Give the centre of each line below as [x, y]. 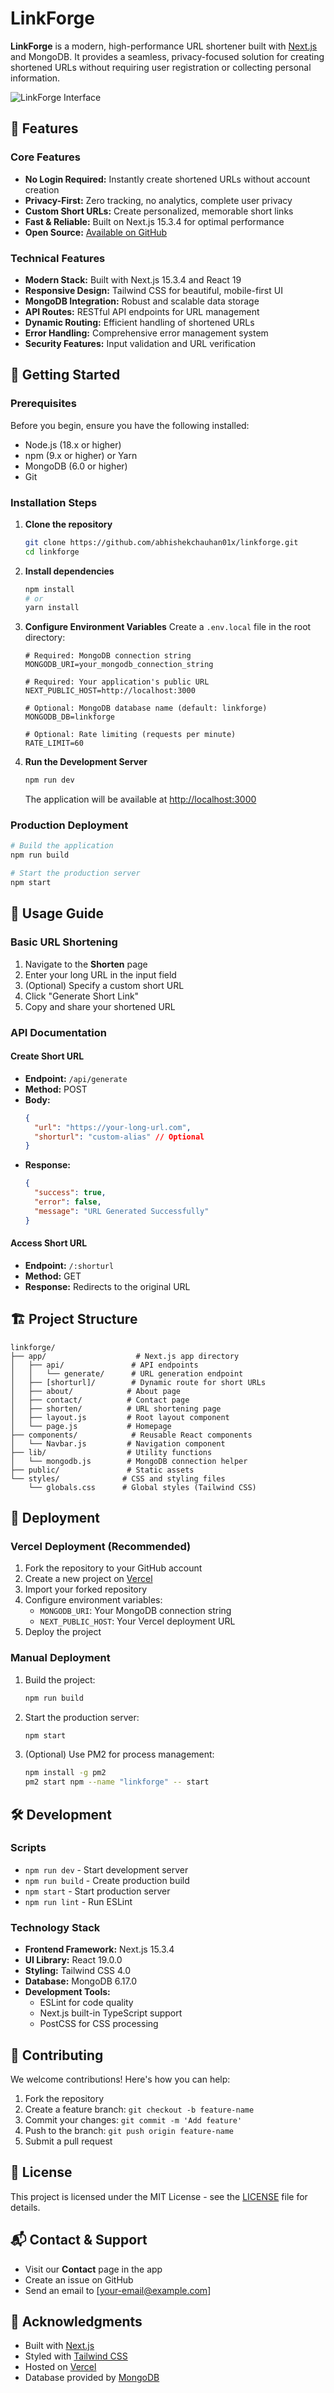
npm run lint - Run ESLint [78, 1901]
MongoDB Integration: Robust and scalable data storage [142, 301]
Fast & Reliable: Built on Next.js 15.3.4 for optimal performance [154, 221]
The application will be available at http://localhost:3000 [140, 799]
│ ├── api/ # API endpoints [104, 1365]
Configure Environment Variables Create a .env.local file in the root [168, 627]
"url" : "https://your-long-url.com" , [113, 1127]
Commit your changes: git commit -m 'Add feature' [133, 2119]
